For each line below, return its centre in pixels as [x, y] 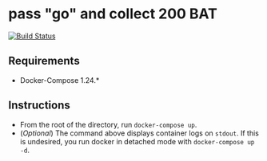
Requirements [44, 61]
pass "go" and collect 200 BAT [113, 14]
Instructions [39, 106]
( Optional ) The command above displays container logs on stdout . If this [139, 133]
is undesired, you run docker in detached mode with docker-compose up [137, 141]
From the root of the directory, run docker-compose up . [108, 124]
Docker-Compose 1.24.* [60, 80]
